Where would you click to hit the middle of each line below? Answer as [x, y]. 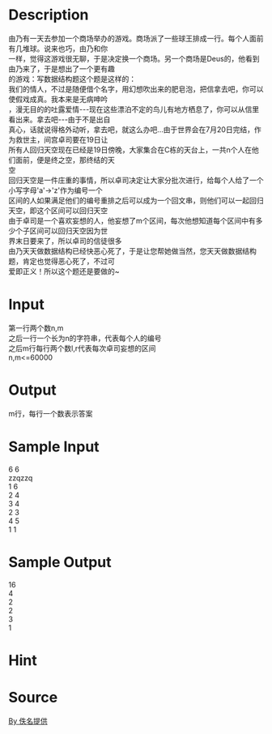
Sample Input [54, 446]
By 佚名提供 [28, 721]
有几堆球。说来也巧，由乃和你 [58, 48]
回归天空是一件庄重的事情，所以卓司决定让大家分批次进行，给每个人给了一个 [136, 180]
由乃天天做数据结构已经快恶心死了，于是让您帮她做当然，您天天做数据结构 [132, 251]
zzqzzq [21, 478]
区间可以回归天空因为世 [68, 230]
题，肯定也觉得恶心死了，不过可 [62, 261]
